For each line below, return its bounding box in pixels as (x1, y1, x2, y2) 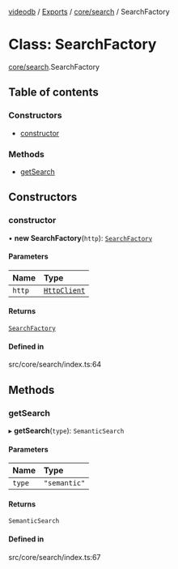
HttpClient (43, 285, 86, 295)
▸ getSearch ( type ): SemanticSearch (8, 426, 125, 435)
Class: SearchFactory (8, 36, 157, 53)
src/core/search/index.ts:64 (8, 360, 102, 370)
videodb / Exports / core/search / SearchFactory (8, 7, 170, 16)
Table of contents (8, 85, 99, 100)
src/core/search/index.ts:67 (8, 552, 101, 562)
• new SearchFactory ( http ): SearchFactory (8, 233, 153, 242)
